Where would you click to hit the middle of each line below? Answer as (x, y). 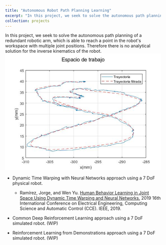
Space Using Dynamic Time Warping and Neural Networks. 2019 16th (90, 198)
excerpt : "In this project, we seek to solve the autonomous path (75, 16)
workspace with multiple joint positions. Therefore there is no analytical (78, 46)
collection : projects (27, 21)
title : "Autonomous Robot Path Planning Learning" (58, 10)
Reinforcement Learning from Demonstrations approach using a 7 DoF (84, 233)
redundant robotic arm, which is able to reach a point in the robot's (73, 41)
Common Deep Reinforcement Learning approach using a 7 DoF (78, 218)
